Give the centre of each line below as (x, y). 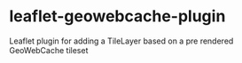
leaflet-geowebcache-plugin (117, 16)
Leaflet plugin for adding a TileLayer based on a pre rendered (121, 41)
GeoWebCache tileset (49, 50)
